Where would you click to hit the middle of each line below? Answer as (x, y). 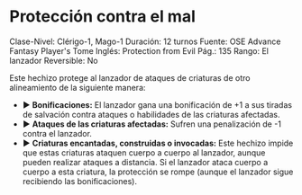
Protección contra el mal (102, 17)
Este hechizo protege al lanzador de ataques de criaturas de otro (130, 77)
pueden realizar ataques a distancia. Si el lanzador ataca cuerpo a (145, 162)
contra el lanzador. (57, 133)
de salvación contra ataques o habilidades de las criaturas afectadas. (151, 114)
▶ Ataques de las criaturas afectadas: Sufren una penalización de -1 (152, 124)
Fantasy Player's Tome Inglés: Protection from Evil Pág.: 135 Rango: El (139, 50)
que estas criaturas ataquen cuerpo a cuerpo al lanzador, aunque (144, 152)
